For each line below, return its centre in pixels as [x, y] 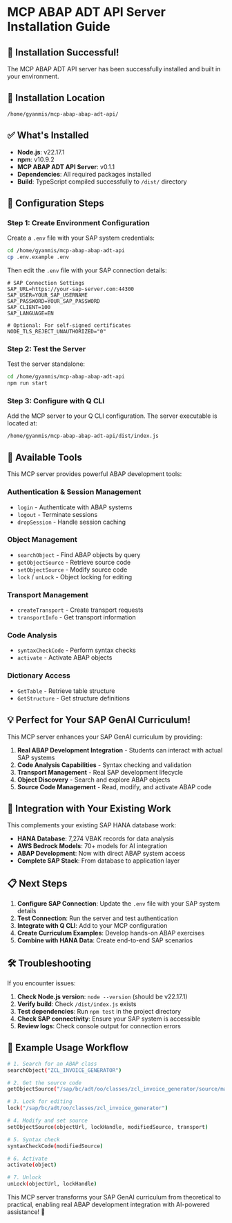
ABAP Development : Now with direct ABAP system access [101, 854]
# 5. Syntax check [33, 1140]
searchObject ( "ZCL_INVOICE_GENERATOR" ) [65, 1070]
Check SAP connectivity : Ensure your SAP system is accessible [109, 1019]
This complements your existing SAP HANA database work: [92, 825]
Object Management [42, 540]
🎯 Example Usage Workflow [68, 1048]
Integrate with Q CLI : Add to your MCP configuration [92, 926]
